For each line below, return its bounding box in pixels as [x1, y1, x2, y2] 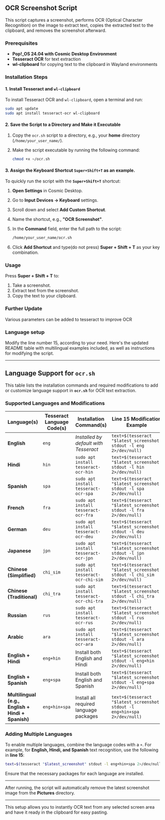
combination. [12, 249, 39, 255]
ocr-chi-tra [75, 599, 103, 604]
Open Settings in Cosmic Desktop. [12, 188, 83, 194]
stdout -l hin [111, 464, 144, 470]
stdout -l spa [111, 486, 144, 491]
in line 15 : [5, 752, 25, 758]
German [7, 526, 27, 533]
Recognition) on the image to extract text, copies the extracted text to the [5, 22, 154, 28]
